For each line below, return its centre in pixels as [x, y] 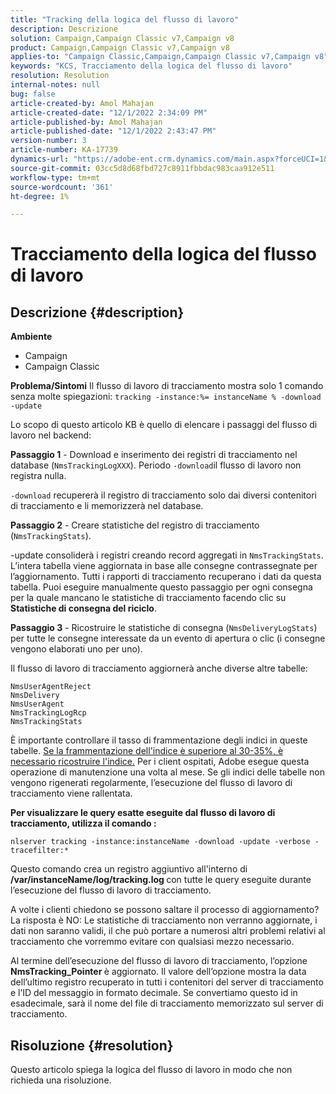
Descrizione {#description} [97, 312]
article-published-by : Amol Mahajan [86, 122]
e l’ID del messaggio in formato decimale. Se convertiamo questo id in [154, 993]
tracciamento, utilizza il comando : [83, 823]
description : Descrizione [64, 29]
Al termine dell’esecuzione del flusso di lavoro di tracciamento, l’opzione [159, 961]
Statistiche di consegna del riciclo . [83, 608]
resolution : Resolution [60, 76]
